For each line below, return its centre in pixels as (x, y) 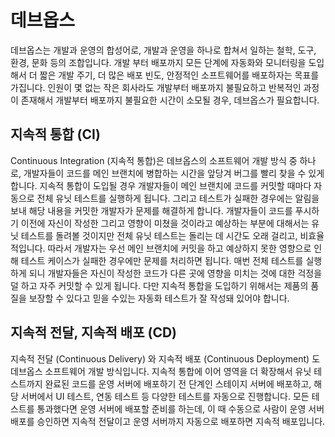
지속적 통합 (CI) (55, 134)
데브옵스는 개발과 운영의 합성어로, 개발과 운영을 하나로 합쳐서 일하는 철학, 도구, (163, 50)
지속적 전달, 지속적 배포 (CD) (93, 332)
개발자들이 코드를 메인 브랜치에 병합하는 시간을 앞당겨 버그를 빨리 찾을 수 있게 (174, 173)
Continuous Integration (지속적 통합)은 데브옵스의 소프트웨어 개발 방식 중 (154, 160)
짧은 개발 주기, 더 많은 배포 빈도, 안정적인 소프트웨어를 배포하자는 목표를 (179, 75)
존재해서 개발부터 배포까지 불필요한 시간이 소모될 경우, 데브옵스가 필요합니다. (170, 100)
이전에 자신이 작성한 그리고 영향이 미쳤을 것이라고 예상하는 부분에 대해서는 (165, 223)
